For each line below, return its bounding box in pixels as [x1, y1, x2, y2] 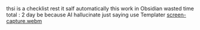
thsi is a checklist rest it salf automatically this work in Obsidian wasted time [6, 5, 194, 12]
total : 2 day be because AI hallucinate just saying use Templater [6, 11, 166, 18]
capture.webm [6, 18, 42, 24]
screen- [166, 11, 186, 18]
